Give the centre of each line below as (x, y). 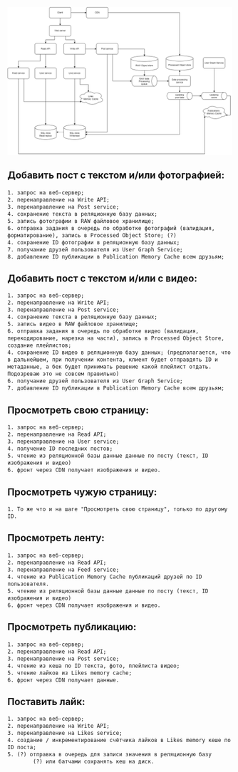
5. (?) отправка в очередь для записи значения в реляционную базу (110, 755)
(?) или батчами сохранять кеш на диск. (94, 762)
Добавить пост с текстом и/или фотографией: (116, 176)
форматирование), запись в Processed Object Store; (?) (92, 235)
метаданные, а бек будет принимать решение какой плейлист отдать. (110, 367)
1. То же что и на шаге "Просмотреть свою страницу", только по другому (118, 509)
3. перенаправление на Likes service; (65, 734)
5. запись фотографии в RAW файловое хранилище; (81, 221)
